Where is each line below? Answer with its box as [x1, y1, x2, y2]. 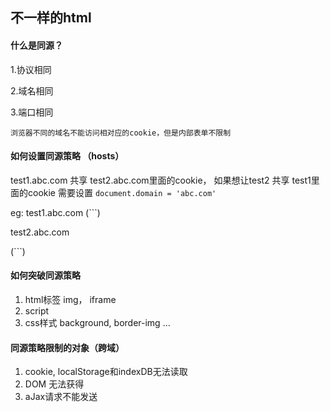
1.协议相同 [10, 63, 52, 75]
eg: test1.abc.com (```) [10, 206, 101, 218]
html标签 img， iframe [24, 294, 117, 305]
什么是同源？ [10, 39, 63, 51]
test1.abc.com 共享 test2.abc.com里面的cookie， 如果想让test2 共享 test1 [10, 174, 312, 186]
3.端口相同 [10, 106, 54, 118]
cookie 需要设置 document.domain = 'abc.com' [27, 186, 217, 198]
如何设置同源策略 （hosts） [10, 150, 125, 162]
